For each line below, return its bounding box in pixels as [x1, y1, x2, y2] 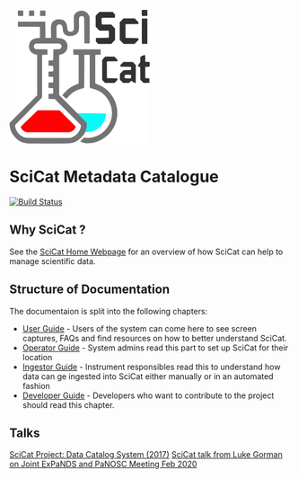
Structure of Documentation [9, 282, 171, 297]
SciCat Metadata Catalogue [9, 167, 220, 187]
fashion [22, 380, 51, 391]
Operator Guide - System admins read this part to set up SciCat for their [22, 342, 289, 353]
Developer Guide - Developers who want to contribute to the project [22, 390, 275, 401]
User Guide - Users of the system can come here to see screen [22, 323, 258, 333]
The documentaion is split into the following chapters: [9, 305, 208, 316]
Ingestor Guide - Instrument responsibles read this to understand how [22, 361, 281, 372]
